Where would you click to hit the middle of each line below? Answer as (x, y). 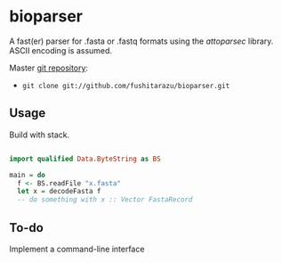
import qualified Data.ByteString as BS (85, 159)
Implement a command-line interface (77, 249)
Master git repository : (49, 68)
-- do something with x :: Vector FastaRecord (105, 200)
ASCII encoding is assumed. (61, 50)
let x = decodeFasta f (59, 192)
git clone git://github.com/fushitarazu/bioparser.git (126, 86)
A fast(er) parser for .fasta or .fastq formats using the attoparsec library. (141, 41)
